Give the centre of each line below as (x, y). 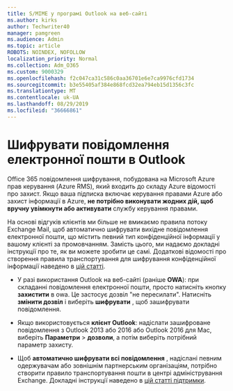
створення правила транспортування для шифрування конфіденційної (112, 258)
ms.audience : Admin (35, 40)
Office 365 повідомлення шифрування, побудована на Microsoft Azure (111, 178)
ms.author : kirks (32, 20)
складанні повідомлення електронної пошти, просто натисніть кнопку (122, 287)
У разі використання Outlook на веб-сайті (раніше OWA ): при (108, 279)
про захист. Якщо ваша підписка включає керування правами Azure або (115, 193)
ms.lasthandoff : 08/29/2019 (48, 104)
